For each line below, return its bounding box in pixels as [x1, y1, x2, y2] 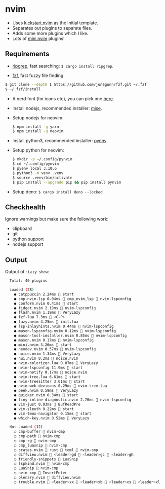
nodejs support [12, 241, 43, 247]
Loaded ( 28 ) [9, 287, 35, 292]
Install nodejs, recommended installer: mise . [12, 105, 102, 111]
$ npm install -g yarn [12, 124, 59, 129]
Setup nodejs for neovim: [12, 114, 64, 120]
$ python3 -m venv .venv [12, 170, 64, 176]
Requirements [5, 50, 49, 58]
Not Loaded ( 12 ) [9, 424, 43, 430]
